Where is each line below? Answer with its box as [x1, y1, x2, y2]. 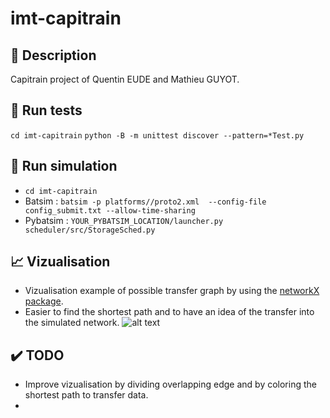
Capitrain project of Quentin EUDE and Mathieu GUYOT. [10, 73, 240, 85]
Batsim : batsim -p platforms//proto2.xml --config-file [24, 195, 267, 207]
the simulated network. [24, 317, 120, 329]
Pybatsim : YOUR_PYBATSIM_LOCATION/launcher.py [24, 214, 224, 226]
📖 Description [10, 47, 97, 64]
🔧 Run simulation [10, 158, 118, 175]
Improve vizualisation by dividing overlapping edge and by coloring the [24, 378, 317, 391]
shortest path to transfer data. [24, 389, 149, 401]
